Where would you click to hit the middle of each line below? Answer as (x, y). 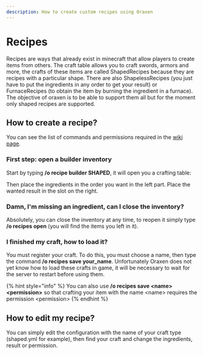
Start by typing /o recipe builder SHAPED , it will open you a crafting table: (99, 173)
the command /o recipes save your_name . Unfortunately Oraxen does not (99, 262)
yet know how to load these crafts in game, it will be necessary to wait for (98, 268)
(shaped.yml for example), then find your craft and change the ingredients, (99, 339)
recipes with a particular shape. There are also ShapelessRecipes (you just (99, 78)
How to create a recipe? (52, 123)
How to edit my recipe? (51, 318)
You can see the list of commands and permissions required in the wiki (95, 138)
